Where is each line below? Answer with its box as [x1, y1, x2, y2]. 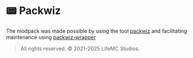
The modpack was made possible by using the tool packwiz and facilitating [6, 27, 187, 35]
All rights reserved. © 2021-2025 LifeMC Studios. [20, 45, 140, 52]
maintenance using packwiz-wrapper [6, 33, 96, 40]
